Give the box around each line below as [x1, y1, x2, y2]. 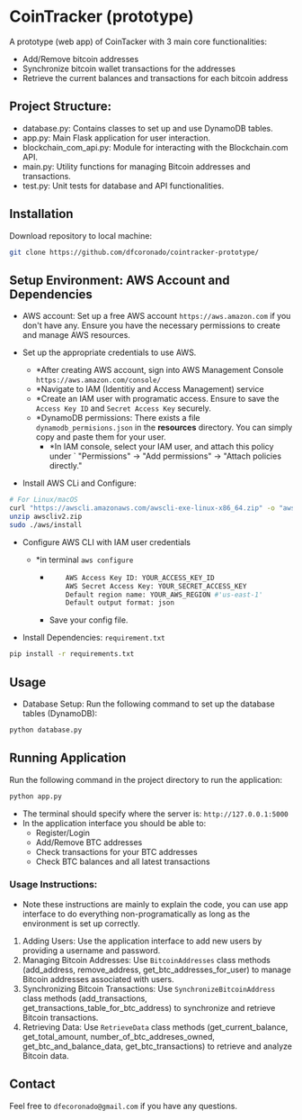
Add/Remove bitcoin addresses [22, 53, 139, 64]
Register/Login [35, 827, 90, 838]
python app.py [9, 791, 63, 801]
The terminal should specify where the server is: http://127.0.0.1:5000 [22, 808, 289, 819]
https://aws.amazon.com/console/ [35, 376, 162, 385]
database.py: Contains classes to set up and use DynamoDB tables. [22, 123, 274, 133]
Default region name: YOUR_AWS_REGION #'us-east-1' [66, 590, 263, 599]
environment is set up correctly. [22, 917, 141, 929]
